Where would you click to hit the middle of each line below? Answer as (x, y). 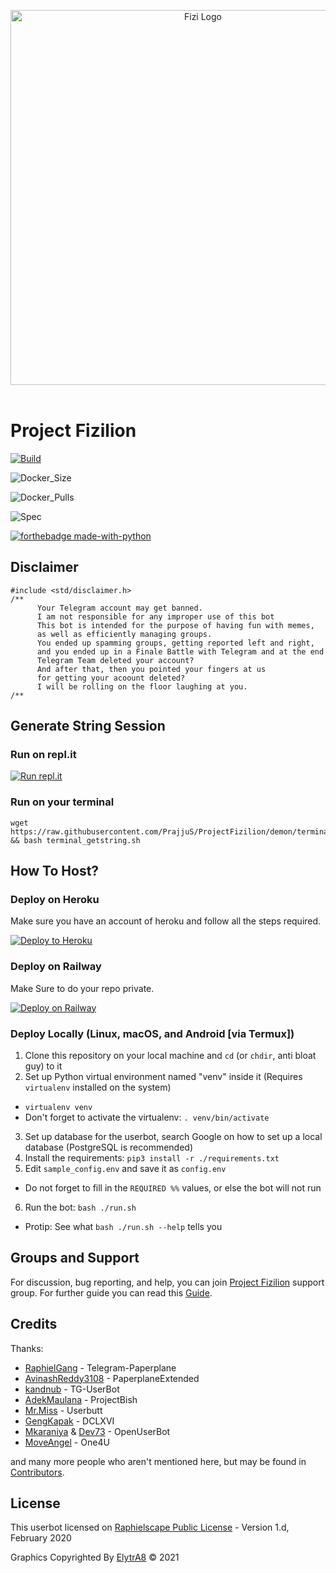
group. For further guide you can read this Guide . (111, 1292)
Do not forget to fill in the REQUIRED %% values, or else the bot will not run (173, 1188)
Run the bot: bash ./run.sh (80, 1207)
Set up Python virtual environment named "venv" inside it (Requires (163, 1077)
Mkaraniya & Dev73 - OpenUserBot (97, 1431)
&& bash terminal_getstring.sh (75, 840)
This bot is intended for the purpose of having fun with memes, (175, 625)
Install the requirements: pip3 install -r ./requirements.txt (152, 1158)
